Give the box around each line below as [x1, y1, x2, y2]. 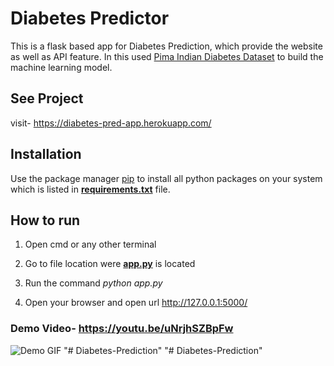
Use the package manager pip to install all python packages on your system [10, 172, 323, 184]
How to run [10, 212, 81, 229]
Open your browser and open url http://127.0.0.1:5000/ [24, 297, 248, 309]
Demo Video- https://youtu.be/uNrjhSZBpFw [10, 322, 234, 336]
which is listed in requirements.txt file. [10, 183, 171, 195]
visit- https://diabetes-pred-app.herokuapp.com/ [10, 117, 212, 129]
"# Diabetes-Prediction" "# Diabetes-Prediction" [63, 344, 263, 356]
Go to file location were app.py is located [24, 258, 196, 270]
